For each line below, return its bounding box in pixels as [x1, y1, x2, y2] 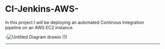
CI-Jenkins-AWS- [5, 3, 79, 15]
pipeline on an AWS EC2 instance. [5, 24, 74, 30]
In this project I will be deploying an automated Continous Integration [5, 19, 144, 25]
